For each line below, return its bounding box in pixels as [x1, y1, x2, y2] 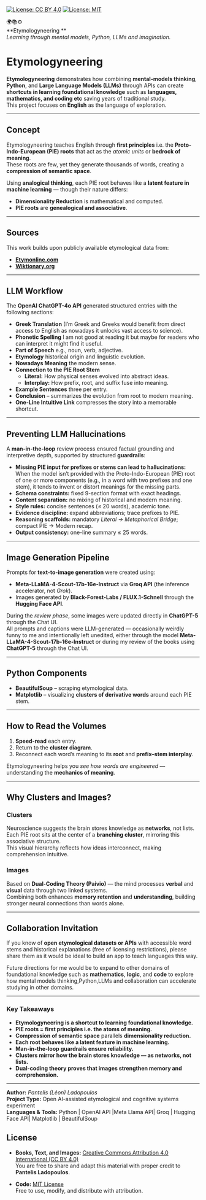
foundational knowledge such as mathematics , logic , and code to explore [6, 970, 194, 978]
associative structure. [6, 838, 61, 845]
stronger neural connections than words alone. [6, 899, 124, 907]
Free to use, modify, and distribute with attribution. [15, 1186, 143, 1194]
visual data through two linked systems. [6, 886, 108, 894]
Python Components [6, 668, 87, 678]
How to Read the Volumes [6, 721, 107, 732]
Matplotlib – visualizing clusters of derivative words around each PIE [15, 691, 192, 698]
